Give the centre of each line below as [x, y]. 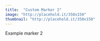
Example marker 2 [24, 33]
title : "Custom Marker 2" [33, 10]
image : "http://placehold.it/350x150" [46, 14]
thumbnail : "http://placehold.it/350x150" [50, 19]
